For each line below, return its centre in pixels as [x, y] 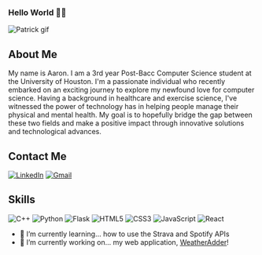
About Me [33, 54]
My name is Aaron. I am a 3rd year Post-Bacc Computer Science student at [130, 73]
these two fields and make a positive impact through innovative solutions [126, 123]
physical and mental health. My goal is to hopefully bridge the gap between [131, 115]
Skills [22, 200]
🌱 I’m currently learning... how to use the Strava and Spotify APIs [124, 234]
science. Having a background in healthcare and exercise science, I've [123, 98]
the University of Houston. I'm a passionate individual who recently [117, 82]
